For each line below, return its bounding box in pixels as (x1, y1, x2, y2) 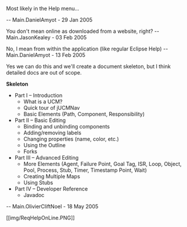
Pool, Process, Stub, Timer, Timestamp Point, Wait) (23, 167, 147, 174)
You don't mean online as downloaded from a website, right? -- (6, 28, 160, 35)
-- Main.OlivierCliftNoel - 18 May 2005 (6, 203, 99, 210)
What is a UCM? (23, 98, 63, 105)
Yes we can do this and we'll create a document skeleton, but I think (6, 63, 171, 70)
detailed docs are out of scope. (6, 69, 82, 76)
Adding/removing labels (23, 129, 82, 136)
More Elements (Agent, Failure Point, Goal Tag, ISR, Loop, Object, (23, 161, 182, 167)
